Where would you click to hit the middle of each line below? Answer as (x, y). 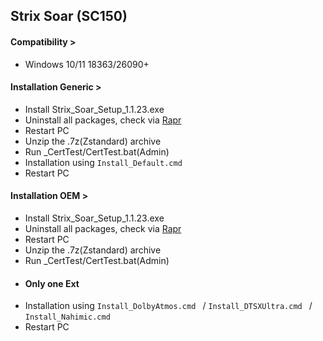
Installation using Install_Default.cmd (103, 162)
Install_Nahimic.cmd (67, 317)
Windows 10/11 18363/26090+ (87, 64)
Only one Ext (52, 283)
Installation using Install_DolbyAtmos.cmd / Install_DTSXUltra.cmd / (168, 306)
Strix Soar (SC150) (69, 16)
